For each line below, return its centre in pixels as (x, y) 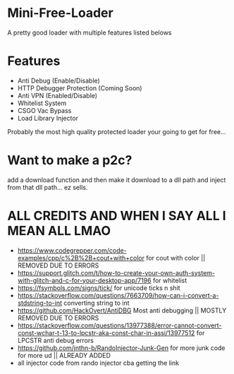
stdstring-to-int (39, 303)
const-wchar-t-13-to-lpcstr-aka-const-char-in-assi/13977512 (106, 332)
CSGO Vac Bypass (44, 110)
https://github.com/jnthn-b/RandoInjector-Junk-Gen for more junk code (121, 348)
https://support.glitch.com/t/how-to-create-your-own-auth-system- (116, 272)
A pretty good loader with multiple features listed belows (90, 32)
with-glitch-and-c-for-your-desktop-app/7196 (84, 280)
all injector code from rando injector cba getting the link (98, 363)
